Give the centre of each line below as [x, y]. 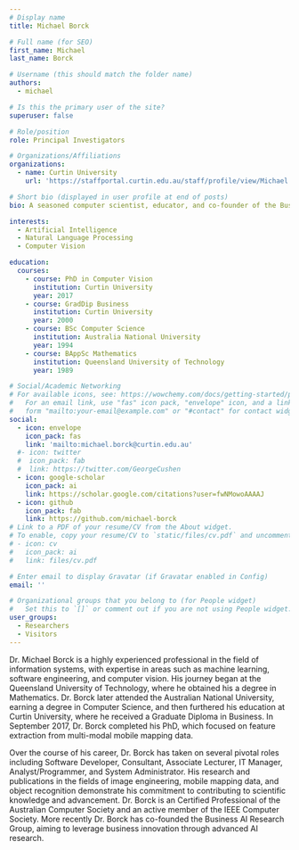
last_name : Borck [41, 59]
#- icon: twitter [49, 453]
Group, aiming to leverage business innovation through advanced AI [133, 828]
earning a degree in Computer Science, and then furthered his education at [147, 706]
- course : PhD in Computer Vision [89, 279]
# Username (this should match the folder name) [101, 75]
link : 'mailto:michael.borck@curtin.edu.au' [109, 444]
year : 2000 [53, 321]
